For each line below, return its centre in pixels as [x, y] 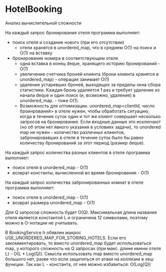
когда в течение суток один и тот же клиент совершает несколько [90, 116]
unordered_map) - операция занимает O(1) [64, 79]
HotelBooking [34, 9]
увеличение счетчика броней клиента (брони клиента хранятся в [89, 74]
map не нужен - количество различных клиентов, [72, 132]
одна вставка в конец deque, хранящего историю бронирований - [90, 63]
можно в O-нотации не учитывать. [42, 223]
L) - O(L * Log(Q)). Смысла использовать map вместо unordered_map [79, 254]
